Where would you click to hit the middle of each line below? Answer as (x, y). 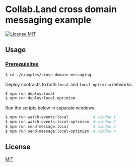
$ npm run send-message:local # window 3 (60, 127)
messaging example (48, 20)
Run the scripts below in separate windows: (50, 108)
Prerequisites (22, 64)
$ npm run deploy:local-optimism (40, 98)
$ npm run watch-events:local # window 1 (60, 117)
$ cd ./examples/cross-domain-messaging (48, 75)
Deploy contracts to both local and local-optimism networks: (69, 84)
